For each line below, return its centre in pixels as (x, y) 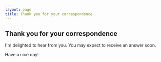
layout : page (18, 9)
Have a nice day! (22, 55)
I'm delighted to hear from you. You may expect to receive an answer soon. (80, 45)
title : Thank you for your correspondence (49, 14)
